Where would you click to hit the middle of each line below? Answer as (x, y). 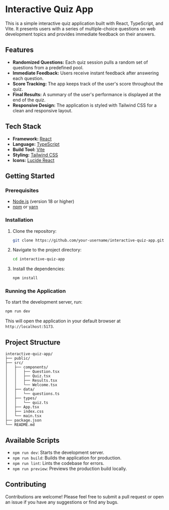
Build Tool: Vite (29, 149)
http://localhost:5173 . (30, 326)
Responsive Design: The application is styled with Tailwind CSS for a (84, 105)
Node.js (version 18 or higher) (43, 201)
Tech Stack (23, 127)
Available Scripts (32, 440)
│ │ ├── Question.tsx (32, 372)
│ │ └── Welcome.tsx (31, 385)
